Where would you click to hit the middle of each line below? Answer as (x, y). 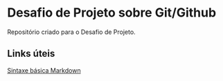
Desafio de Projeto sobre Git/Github (112, 13)
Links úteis (31, 54)
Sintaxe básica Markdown (44, 70)
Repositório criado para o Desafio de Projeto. (72, 32)
